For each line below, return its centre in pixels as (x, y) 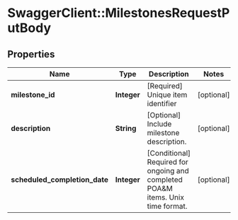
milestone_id (33, 95)
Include (159, 124)
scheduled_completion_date (59, 180)
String (126, 128)
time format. (167, 206)
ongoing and (168, 171)
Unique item (167, 95)
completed (165, 180)
